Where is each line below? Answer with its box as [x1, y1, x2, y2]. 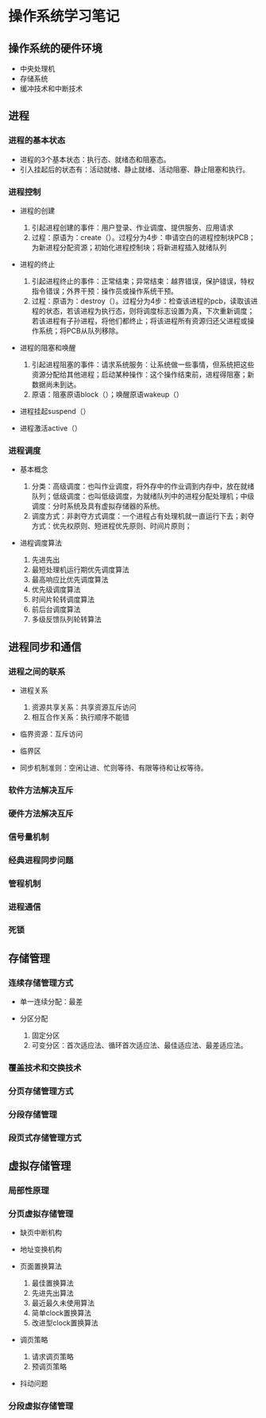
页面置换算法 [19, 1262, 62, 1271]
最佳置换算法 [31, 1278, 74, 1288]
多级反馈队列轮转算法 [31, 615, 102, 624]
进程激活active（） [19, 423, 82, 433]
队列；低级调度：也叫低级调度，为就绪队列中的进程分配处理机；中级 [31, 492, 255, 501]
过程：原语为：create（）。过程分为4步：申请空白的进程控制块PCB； [31, 232, 256, 242]
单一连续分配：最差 [19, 997, 83, 1007]
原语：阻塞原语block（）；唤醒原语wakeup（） [31, 389, 184, 399]
